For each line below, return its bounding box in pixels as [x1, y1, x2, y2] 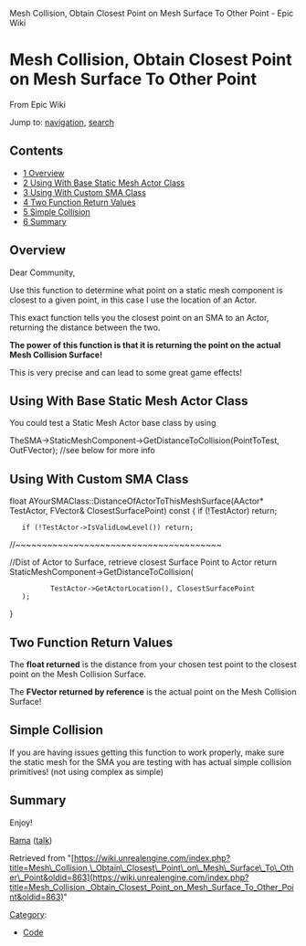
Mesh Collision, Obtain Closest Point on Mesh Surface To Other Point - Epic [9, 8, 294, 18]
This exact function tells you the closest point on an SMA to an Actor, [9, 312, 269, 323]
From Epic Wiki [9, 99, 67, 110]
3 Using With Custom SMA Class [22, 186, 146, 197]
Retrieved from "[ [9, 852, 75, 863]
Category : [9, 909, 47, 919]
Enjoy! [9, 817, 34, 828]
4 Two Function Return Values [22, 197, 136, 207]
